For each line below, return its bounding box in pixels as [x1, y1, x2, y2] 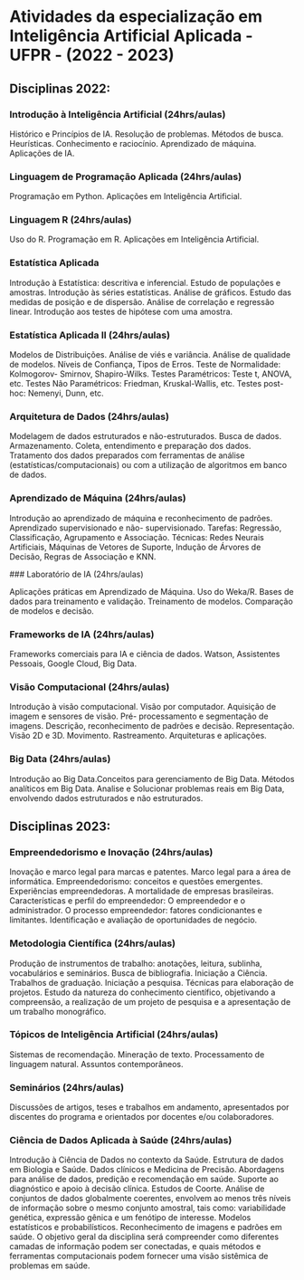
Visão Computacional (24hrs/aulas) [9, 681, 170, 693]
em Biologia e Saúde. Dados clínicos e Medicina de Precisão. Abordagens [9, 1164, 285, 1175]
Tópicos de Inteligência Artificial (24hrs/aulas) [9, 1028, 219, 1041]
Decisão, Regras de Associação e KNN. [9, 550, 157, 562]
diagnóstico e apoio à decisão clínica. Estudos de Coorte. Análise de [9, 1183, 265, 1194]
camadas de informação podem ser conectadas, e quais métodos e [9, 1241, 261, 1252]
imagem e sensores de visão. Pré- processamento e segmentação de [9, 711, 269, 721]
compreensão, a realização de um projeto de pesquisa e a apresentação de [9, 996, 291, 1007]
